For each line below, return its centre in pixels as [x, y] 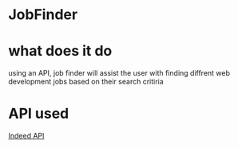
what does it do [60, 51]
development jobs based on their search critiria [86, 82]
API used [39, 114]
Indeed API [26, 136]
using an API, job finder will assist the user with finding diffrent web [119, 73]
